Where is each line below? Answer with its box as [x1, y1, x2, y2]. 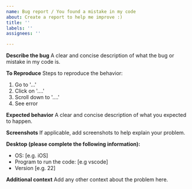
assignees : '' [6, 31, 41, 37]
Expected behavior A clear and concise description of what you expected [6, 112, 187, 119]
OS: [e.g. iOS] [14, 152, 48, 159]
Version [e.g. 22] [14, 165, 56, 172]
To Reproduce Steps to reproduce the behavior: [6, 70, 123, 77]
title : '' [6, 19, 31, 25]
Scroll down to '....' [14, 94, 60, 101]
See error [14, 100, 38, 107]
